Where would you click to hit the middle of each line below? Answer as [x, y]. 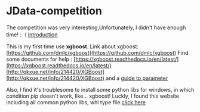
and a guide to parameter [137, 78]
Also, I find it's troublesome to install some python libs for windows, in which [100, 89]
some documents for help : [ [41, 59]
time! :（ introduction [32, 35]
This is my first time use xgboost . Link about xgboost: [73, 46]
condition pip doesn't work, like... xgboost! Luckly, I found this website [93, 96]
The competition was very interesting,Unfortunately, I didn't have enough [96, 27]
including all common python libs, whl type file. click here [76, 102]
